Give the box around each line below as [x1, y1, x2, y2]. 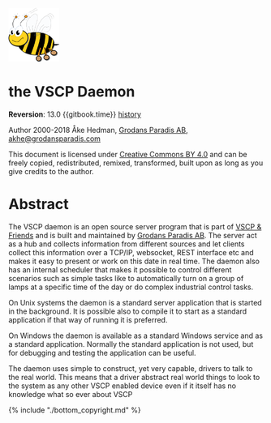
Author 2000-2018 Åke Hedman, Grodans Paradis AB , [8, 125, 188, 135]
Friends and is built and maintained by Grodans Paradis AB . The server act [8, 230, 257, 240]
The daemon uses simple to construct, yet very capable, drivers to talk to [8, 363, 253, 373]
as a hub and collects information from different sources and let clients [8, 239, 245, 249]
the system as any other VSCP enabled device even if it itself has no [8, 381, 237, 391]
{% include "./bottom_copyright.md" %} [8, 405, 141, 415]
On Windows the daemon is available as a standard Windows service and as [8, 331, 264, 340]
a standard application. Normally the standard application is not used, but [8, 339, 254, 348]
